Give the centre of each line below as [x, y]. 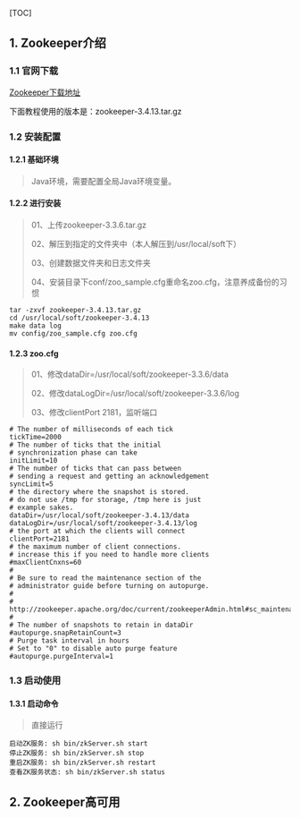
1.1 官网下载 [34, 71]
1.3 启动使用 [35, 681]
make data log [36, 326]
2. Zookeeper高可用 [65, 801]
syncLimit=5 [31, 484]
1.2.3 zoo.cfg [34, 354]
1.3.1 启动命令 [34, 703]
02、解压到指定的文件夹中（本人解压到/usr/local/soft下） [136, 244]
